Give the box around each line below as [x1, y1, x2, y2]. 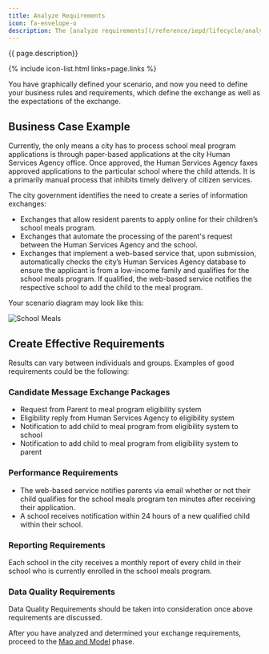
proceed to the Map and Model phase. [8, 637, 134, 647]
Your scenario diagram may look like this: [8, 298, 144, 308]
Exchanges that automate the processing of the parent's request [19, 231, 233, 241]
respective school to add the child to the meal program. [19, 283, 203, 292]
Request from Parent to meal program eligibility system [19, 405, 202, 415]
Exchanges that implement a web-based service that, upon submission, [19, 249, 256, 259]
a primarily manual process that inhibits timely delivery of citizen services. [8, 175, 253, 185]
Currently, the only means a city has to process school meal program [8, 141, 236, 150]
